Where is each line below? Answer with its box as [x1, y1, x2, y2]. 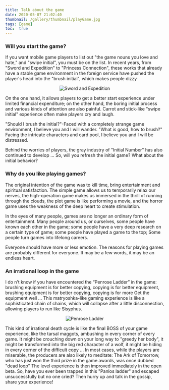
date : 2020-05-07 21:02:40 [5, 12, 62, 17]
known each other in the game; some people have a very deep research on [5, 224, 161, 230]
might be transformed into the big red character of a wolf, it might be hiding [5, 342, 162, 348]
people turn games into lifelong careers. [5, 234, 88, 240]
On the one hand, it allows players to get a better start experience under [5, 95, 155, 101]
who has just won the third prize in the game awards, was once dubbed [5, 358, 154, 364]
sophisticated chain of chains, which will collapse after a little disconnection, [5, 301, 164, 307]
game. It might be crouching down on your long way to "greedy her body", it [5, 336, 164, 342]
